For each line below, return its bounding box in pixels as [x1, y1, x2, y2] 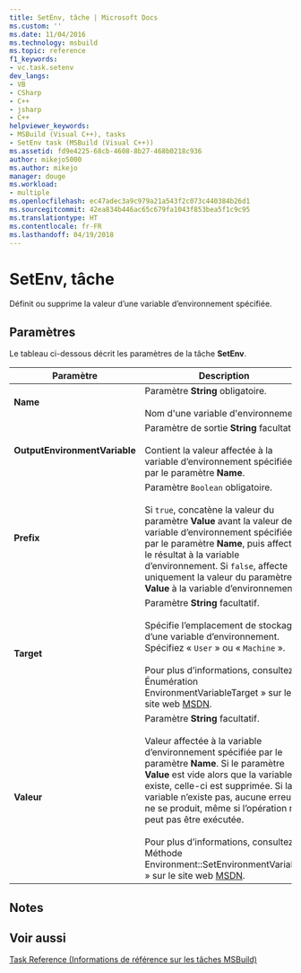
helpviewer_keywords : [9, 122, 90, 131]
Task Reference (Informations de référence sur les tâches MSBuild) [9, 954, 258, 965]
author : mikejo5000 [9, 154, 82, 164]
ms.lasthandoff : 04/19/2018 [9, 230, 115, 239]
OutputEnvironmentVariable [13, 444, 136, 457]
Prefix [13, 531, 40, 544]
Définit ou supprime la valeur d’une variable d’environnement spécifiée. [9, 298, 272, 310]
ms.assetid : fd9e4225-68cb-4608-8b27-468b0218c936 [9, 146, 202, 155]
